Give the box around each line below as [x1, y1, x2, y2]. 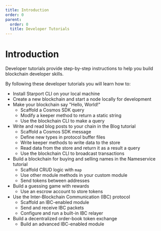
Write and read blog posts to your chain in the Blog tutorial [12, 123, 136, 129]
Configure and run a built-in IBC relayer [20, 210, 103, 216]
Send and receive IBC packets [20, 205, 84, 211]
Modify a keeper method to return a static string [20, 112, 122, 119]
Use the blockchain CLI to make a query [20, 118, 105, 124]
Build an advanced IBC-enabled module [20, 221, 105, 227]
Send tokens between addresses [20, 177, 90, 184]
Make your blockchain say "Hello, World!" [12, 102, 101, 108]
